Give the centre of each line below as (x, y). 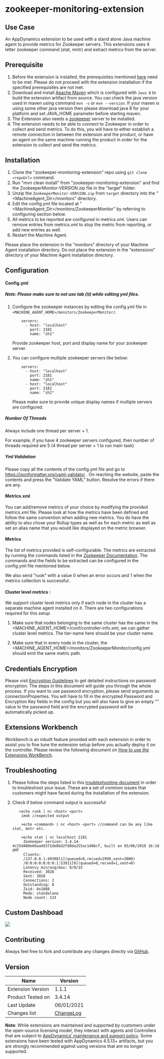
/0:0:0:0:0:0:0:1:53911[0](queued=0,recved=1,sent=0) (79, 863)
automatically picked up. (30, 712)
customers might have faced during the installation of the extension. (81, 793)
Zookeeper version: (43, 841)
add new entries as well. (36, 229)
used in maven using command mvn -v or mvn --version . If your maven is (86, 103)
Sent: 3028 (34, 876)
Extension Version (28, 989)
